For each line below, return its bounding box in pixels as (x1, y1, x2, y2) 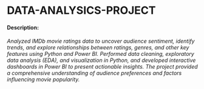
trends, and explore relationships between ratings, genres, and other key (7, 44, 189, 51)
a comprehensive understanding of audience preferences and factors (7, 70, 182, 77)
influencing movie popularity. (7, 76, 80, 83)
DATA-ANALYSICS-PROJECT (7, 4, 157, 17)
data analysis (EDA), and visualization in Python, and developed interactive (7, 57, 196, 64)
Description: (7, 23, 39, 31)
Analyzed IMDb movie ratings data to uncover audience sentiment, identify (7, 37, 195, 45)
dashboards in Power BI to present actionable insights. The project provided (7, 63, 198, 70)
